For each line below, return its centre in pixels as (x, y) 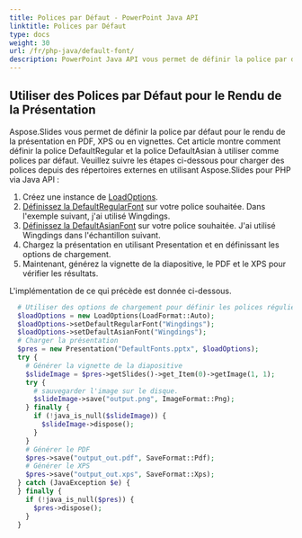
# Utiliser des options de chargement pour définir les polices (140, 307)
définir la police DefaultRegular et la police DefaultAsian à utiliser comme (144, 150)
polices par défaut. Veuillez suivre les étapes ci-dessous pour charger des (147, 160)
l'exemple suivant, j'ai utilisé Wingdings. (96, 216)
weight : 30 (30, 43)
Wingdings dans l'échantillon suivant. (91, 235)
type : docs (30, 34)
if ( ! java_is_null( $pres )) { (80, 499)
